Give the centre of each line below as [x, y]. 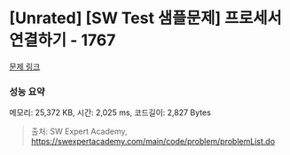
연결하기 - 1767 [63, 40]
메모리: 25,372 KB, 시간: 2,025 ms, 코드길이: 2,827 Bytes [110, 112]
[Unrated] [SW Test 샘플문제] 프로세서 [145, 18]
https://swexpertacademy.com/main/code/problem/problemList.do [153, 142]
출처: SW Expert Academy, [79, 132]
